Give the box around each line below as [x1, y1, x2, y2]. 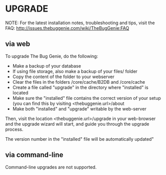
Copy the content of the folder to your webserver [12, 74, 115, 80]
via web [5, 40, 30, 48]
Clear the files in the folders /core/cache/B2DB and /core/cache [12, 79, 145, 85]
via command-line [5, 151, 64, 159]
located [12, 89, 29, 96]
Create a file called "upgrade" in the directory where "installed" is [12, 84, 148, 90]
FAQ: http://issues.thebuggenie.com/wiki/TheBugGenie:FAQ [5, 25, 129, 31]
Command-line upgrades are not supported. [5, 164, 97, 170]
